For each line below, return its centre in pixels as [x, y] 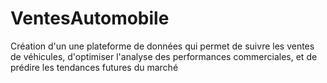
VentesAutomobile [90, 18]
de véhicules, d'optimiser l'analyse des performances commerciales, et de [164, 56]
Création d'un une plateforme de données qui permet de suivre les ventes [162, 46]
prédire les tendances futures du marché [94, 67]
